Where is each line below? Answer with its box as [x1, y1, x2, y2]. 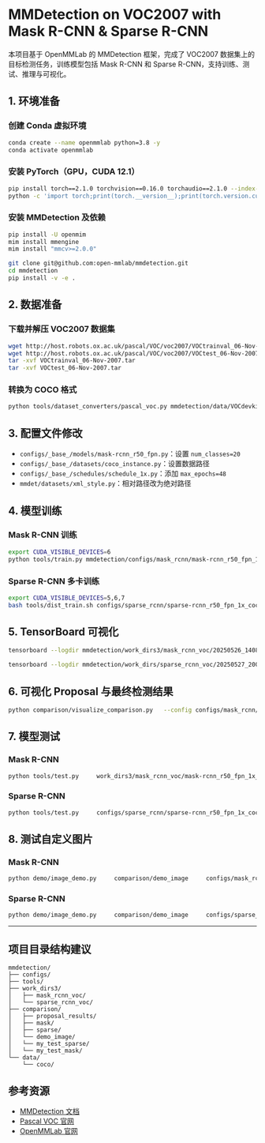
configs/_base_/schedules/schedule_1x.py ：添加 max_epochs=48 [19, 468, 227, 479]
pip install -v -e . [8, 274, 77, 282]
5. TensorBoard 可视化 [8, 626, 119, 639]
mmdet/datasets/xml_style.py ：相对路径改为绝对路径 [19, 479, 192, 488]
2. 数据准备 [8, 298, 62, 311]
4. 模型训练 [8, 504, 62, 517]
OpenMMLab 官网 [19, 1126, 79, 1135]
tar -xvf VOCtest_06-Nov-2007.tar [8, 364, 122, 372]
